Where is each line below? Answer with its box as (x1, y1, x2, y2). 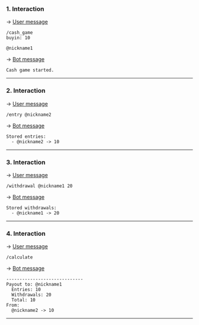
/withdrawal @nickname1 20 (6, 183, 73, 189)
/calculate (6, 254, 33, 260)
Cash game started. (6, 67, 54, 73)
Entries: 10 (11, 287, 41, 293)
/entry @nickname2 (6, 112, 52, 118)
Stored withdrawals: (6, 204, 57, 211)
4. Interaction (6, 229, 46, 238)
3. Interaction (6, 158, 46, 166)
